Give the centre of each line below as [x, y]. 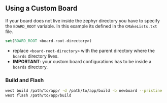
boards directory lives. [36, 56]
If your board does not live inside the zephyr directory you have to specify [82, 20]
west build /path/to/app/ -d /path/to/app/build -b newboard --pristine [84, 91]
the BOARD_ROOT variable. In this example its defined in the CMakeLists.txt [81, 26]
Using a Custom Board [41, 8]
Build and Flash [25, 80]
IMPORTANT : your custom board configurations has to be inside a [82, 61]
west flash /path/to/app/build [38, 95]
